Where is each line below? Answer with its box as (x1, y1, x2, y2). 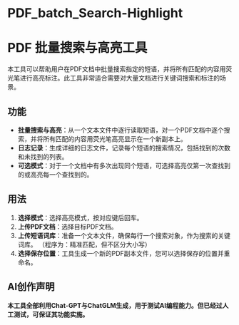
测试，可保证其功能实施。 (13, 310, 89, 319)
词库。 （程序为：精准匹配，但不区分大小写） (17, 240, 151, 249)
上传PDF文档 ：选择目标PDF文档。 (17, 222, 118, 231)
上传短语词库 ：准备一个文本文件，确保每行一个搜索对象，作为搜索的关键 (17, 231, 230, 239)
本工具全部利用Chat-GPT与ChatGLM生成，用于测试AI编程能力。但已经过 (7, 301, 223, 309)
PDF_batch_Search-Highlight (7, 5, 183, 21)
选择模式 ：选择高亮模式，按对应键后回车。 (17, 213, 143, 222)
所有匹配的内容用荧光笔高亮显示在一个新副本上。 (42, 134, 187, 143)
